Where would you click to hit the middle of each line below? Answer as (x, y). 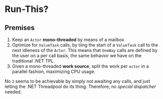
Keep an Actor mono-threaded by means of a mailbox (68, 39)
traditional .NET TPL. (33, 61)
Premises (20, 28)
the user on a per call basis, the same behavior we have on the (77, 55)
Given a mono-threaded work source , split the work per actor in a (80, 66)
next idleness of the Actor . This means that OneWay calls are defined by (85, 50)
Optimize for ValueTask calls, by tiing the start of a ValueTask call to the (85, 45)
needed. (13, 92)
